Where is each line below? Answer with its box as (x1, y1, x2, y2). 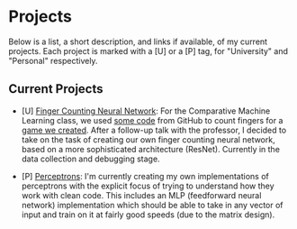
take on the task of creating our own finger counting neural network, (21, 133, 275, 145)
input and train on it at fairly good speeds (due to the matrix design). (21, 209, 275, 220)
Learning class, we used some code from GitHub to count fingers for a (21, 114, 283, 125)
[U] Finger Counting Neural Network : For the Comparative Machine (21, 105, 271, 116)
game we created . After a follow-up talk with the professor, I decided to (21, 124, 287, 135)
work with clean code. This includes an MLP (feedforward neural (21, 189, 262, 200)
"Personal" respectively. (8, 55, 98, 66)
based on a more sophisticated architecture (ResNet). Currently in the (21, 143, 281, 154)
